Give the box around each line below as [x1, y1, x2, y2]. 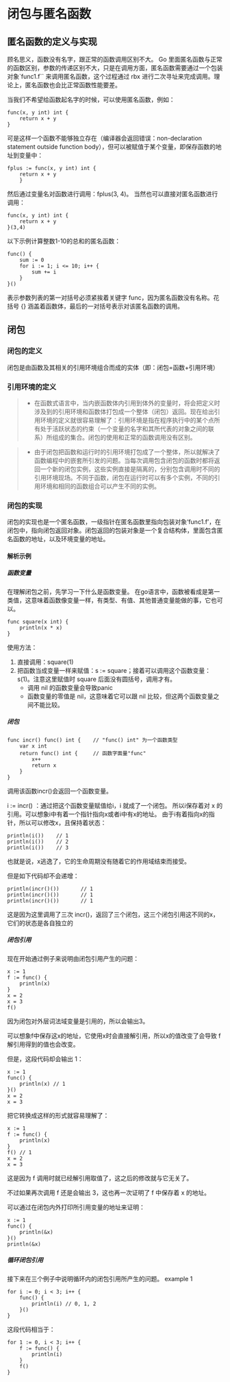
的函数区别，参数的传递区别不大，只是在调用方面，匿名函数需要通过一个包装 [7, 64, 223, 72]
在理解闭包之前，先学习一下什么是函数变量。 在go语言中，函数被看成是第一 [7, 587, 220, 595]
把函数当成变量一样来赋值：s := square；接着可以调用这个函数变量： [16, 666, 211, 674]
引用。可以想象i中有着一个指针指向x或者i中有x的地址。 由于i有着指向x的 [7, 810, 209, 818]
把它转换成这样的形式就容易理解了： [7, 1111, 110, 1119]
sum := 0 [19, 257, 44, 263]
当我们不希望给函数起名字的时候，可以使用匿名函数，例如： [7, 95, 175, 104]
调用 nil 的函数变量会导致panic [27, 683, 113, 691]
